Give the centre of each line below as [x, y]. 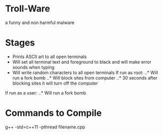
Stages [20, 43]
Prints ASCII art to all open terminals [50, 56]
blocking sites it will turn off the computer [55, 83]
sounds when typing [33, 67]
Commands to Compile [54, 113]
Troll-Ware [28, 9]
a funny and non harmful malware [40, 22]
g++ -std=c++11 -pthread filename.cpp [45, 127]
